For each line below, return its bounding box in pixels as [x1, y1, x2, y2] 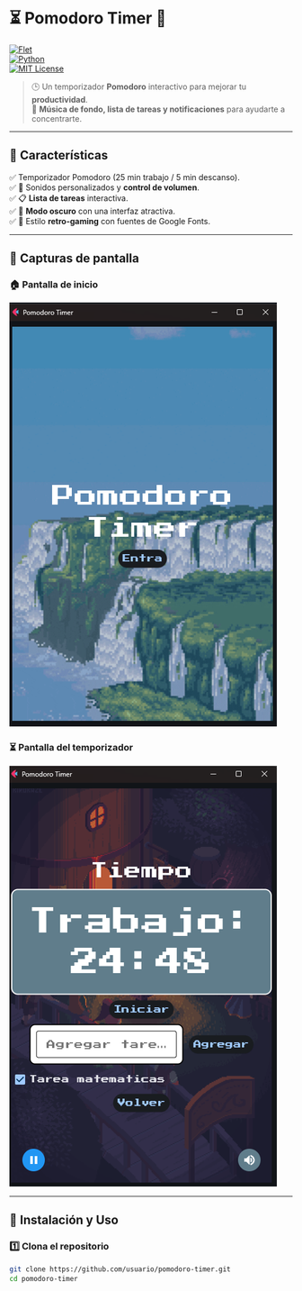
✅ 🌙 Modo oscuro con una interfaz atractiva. [9, 205, 175, 216]
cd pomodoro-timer [9, 1275, 78, 1284]
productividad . [31, 94, 88, 105]
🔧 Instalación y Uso [9, 1213, 119, 1228]
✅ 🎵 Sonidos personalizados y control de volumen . [9, 182, 200, 193]
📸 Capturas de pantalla [9, 250, 139, 267]
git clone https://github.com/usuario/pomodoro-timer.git [9, 1265, 231, 1274]
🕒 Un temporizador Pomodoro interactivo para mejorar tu [31, 81, 247, 92]
